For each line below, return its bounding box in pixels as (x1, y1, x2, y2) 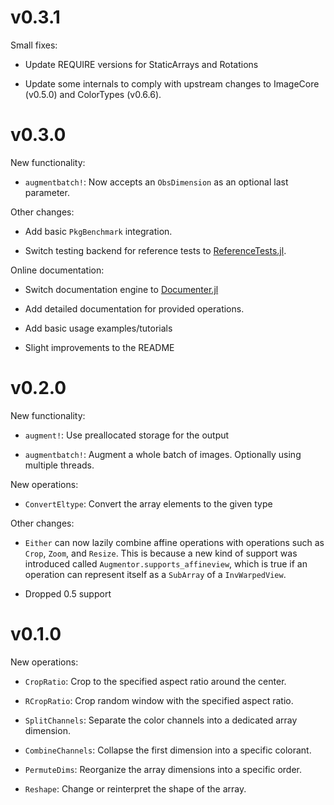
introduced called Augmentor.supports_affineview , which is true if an (24, 557, 308, 570)
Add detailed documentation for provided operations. (24, 302, 245, 315)
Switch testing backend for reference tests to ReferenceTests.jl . (24, 244, 287, 256)
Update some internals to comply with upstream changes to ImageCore (24, 77, 320, 90)
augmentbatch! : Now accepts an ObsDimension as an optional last (24, 176, 289, 188)
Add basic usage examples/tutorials (24, 322, 173, 334)
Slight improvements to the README (24, 341, 175, 353)
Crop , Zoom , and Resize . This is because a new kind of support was (24, 547, 298, 559)
